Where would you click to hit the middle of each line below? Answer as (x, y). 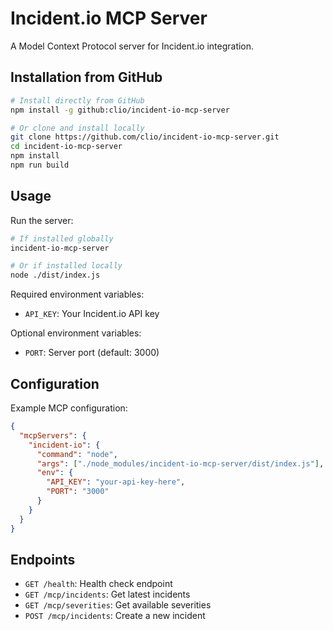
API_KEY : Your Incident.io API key (92, 314)
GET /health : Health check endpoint (98, 584)
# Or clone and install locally (77, 128)
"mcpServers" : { (53, 435)
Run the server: (42, 220)
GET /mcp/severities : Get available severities (118, 605)
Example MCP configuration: (69, 408)
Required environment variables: (77, 294)
